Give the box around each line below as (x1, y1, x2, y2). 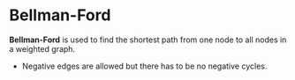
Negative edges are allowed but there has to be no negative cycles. (21, 61, 268, 71)
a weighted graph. (9, 43, 76, 54)
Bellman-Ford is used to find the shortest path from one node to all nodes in (9, 34, 287, 45)
